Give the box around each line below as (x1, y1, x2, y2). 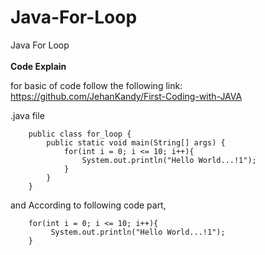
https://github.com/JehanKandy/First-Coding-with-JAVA (10, 90, 243, 102)
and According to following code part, (10, 199, 167, 211)
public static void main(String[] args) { (46, 137, 226, 148)
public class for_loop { (28, 129, 132, 139)
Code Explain (10, 60, 67, 72)
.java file (10, 109, 45, 121)
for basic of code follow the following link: (10, 79, 183, 91)
